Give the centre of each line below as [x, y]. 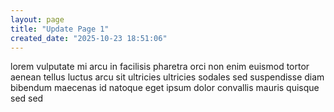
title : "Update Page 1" [60, 29]
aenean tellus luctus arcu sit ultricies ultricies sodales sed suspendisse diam [167, 77]
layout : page [37, 19]
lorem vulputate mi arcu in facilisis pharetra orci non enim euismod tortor [160, 67]
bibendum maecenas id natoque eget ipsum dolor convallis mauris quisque [165, 88]
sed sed [27, 98]
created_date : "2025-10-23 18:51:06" [89, 38]
